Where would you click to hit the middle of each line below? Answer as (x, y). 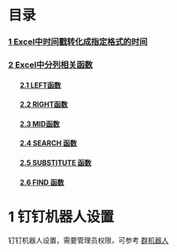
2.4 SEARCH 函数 (48, 143)
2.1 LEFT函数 (40, 85)
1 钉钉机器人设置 (61, 217)
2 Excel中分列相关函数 (50, 65)
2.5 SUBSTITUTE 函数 (55, 163)
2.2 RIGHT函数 (44, 104)
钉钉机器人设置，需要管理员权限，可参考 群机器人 (88, 240)
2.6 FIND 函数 (42, 182)
